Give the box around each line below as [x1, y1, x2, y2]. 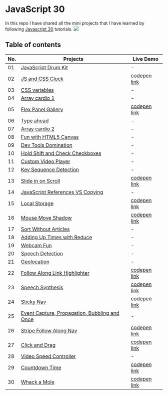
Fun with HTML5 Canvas [20, 133, 79, 140]
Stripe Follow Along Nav [20, 327, 77, 334]
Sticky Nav [20, 298, 46, 305]
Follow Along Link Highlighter [20, 269, 90, 276]
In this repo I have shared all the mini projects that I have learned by [5, 20, 145, 26]
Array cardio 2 [20, 125, 55, 132]
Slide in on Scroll [20, 177, 60, 184]
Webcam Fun [20, 242, 52, 249]
